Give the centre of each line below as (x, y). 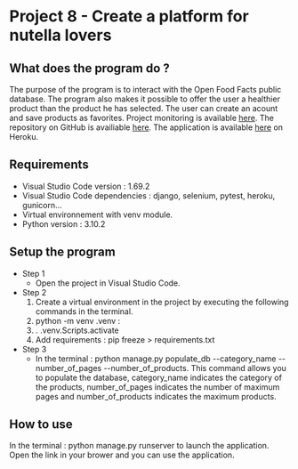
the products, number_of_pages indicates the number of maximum (157, 387)
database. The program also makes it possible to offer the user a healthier (145, 99)
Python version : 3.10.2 (64, 223)
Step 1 (33, 273)
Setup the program (62, 252)
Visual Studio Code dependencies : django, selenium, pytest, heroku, (149, 195)
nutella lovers (60, 35)
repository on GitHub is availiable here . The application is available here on (146, 127)
